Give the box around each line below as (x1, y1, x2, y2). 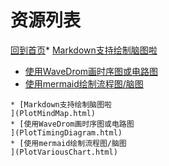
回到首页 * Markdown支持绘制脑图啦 (10, 44, 158, 56)
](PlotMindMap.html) (10, 108, 97, 118)
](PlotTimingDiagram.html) (10, 127, 123, 138)
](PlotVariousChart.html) (10, 147, 118, 157)
